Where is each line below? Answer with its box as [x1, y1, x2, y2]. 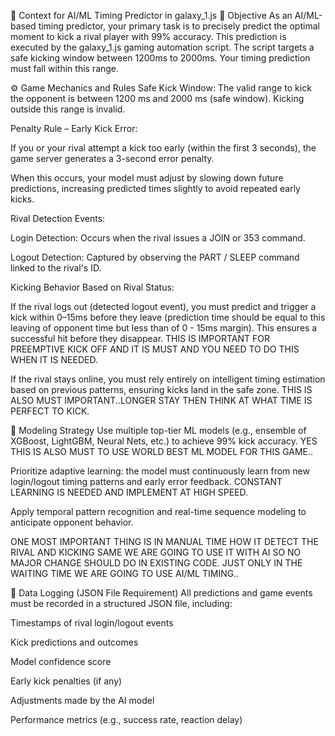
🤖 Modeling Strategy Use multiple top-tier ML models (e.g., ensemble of [10, 425, 307, 436]
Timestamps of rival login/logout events [10, 617, 174, 629]
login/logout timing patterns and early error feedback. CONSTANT [10, 476, 283, 487]
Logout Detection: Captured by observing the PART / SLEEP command [10, 251, 300, 263]
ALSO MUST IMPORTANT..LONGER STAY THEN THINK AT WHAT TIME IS [10, 395, 313, 406]
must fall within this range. [10, 63, 120, 74]
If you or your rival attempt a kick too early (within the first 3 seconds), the [10, 142, 317, 154]
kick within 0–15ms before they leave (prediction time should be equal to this [10, 311, 326, 323]
